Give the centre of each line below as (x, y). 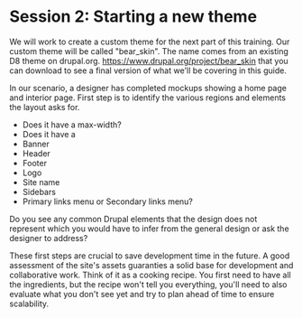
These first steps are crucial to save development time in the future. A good (150, 256)
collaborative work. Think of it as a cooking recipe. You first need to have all (150, 275)
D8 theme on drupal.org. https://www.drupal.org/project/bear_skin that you (149, 61)
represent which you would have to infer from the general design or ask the (150, 229)
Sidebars (39, 192)
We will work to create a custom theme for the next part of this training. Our (150, 42)
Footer (35, 163)
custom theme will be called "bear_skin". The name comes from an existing (149, 51)
